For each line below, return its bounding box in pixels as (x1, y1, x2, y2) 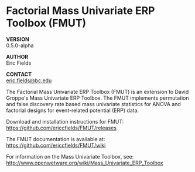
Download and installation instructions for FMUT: (6, 118, 124, 125)
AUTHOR (6, 53, 29, 60)
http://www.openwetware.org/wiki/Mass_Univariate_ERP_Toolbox (6, 159, 163, 166)
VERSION (6, 36, 29, 43)
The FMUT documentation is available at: (6, 135, 105, 142)
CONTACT (6, 71, 32, 78)
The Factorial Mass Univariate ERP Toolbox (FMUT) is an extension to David (6, 88, 189, 95)
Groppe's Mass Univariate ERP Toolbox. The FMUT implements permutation (6, 94, 189, 101)
